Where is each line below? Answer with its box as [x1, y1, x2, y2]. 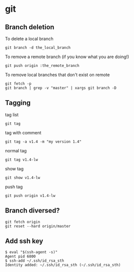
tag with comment [5, 129, 41, 135]
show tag [5, 166, 24, 171]
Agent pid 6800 [5, 254, 36, 259]
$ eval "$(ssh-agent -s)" [5, 250, 57, 255]
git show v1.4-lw [5, 175, 40, 180]
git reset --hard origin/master [5, 224, 71, 229]
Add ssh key [5, 237, 43, 245]
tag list [5, 111, 19, 118]
